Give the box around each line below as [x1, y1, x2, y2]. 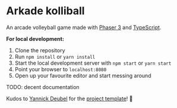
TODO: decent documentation [6, 83, 80, 90]
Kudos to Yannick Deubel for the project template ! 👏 [6, 95, 133, 102]
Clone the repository [14, 46, 65, 54]
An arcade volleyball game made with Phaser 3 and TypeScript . [6, 24, 162, 31]
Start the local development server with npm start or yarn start [14, 59, 172, 66]
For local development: [6, 35, 64, 42]
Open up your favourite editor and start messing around [14, 72, 151, 79]
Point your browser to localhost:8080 [14, 65, 107, 72]
